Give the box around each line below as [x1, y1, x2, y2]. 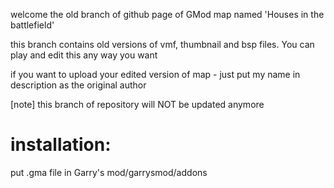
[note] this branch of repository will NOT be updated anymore [10, 99, 265, 110]
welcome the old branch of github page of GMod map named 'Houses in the [10, 9, 325, 20]
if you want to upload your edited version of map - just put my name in [10, 69, 301, 80]
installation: [10, 134, 112, 156]
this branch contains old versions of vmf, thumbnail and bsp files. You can [10, 39, 315, 50]
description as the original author [10, 79, 147, 91]
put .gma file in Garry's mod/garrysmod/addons [10, 166, 208, 178]
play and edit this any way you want [10, 49, 158, 61]
